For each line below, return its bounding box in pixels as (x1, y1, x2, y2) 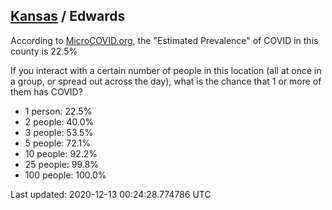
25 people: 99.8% (24, 158, 99, 170)
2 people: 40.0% (24, 115, 95, 128)
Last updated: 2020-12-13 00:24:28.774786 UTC (10, 188, 212, 200)
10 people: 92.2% (24, 147, 98, 159)
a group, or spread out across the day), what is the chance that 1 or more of (10, 75, 322, 87)
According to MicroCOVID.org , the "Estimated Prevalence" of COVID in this (10, 34, 319, 46)
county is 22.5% (10, 45, 78, 57)
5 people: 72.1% (24, 137, 91, 149)
